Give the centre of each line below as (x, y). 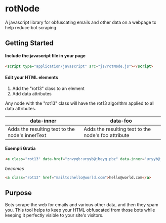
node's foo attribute (106, 135)
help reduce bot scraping (31, 27)
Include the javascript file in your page (45, 55)
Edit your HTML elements (32, 77)
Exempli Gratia (21, 148)
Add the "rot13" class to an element (48, 88)
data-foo (121, 121)
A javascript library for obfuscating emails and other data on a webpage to (81, 22)
